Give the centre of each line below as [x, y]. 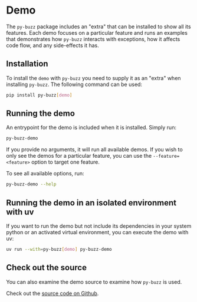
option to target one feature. [66, 162]
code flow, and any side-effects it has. [52, 45]
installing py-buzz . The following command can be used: [74, 84]
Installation [27, 64]
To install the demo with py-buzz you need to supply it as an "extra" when [93, 78]
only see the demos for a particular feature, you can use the [79, 156]
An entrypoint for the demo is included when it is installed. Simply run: [91, 128]
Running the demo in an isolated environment [91, 203]
